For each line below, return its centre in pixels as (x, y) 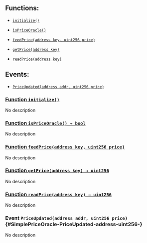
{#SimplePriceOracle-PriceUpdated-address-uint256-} (74, 225)
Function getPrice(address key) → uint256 (57, 170)
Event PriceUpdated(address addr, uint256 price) (67, 218)
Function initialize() (32, 99)
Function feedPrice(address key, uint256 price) (65, 147)
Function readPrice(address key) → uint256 (59, 194)
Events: (17, 74)
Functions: (22, 8)
